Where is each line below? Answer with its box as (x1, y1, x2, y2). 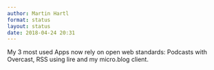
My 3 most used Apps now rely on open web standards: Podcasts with (7, 48, 208, 56)
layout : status (7, 23, 51, 30)
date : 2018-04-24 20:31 (7, 29, 76, 36)
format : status (7, 16, 51, 23)
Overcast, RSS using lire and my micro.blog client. (7, 56, 149, 64)
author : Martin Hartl (7, 10, 69, 17)
